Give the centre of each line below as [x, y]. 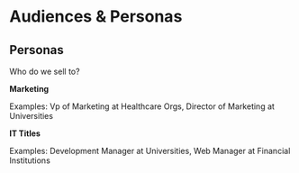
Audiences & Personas [96, 17]
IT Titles [25, 133]
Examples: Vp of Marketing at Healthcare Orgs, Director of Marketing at [142, 106]
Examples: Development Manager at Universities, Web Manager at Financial [150, 151]
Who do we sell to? [45, 71]
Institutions [30, 160]
